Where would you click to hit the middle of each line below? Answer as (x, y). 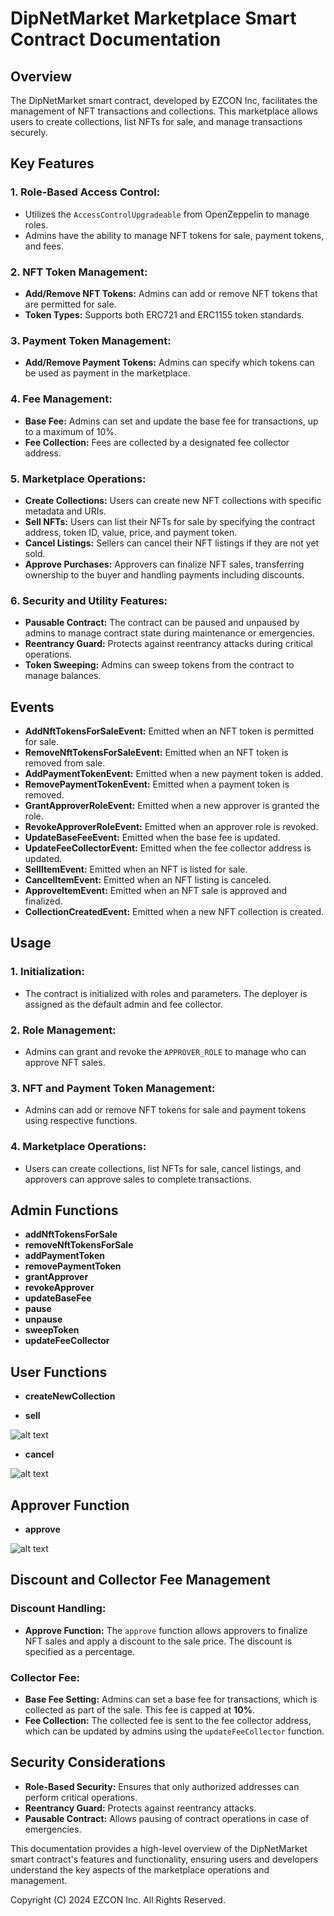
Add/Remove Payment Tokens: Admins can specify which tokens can (169, 363)
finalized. (43, 901)
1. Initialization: (47, 972)
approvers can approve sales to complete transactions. (138, 1179)
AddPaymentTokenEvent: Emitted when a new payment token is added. (174, 773)
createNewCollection (70, 1396)
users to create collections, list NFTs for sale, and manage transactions (156, 121)
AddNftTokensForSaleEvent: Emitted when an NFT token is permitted (169, 731)
